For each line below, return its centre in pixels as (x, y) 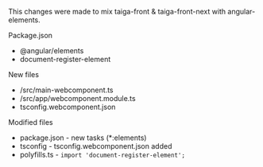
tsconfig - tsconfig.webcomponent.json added (96, 146)
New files (24, 74)
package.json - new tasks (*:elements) (83, 138)
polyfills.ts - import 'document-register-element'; (102, 155)
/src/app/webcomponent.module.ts (78, 98)
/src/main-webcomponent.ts (66, 90)
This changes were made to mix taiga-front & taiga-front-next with (117, 12)
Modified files (31, 122)
